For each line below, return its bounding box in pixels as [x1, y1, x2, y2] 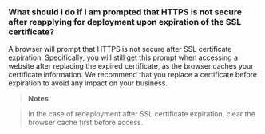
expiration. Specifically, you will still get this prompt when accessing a [8, 53, 238, 62]
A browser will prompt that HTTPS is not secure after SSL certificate [8, 45, 232, 54]
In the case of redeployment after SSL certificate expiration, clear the [27, 109, 255, 119]
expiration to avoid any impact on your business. [8, 78, 168, 88]
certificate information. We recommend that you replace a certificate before [8, 70, 258, 80]
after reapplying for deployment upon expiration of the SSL [8, 16, 242, 27]
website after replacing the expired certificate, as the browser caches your [8, 61, 254, 71]
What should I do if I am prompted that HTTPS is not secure [8, 6, 242, 18]
